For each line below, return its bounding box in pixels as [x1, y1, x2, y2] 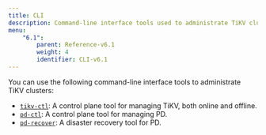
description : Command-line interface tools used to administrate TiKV [8, 19, 246, 27]
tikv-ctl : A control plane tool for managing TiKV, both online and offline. [19, 100, 257, 111]
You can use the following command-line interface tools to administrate [8, 77, 241, 87]
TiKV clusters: [8, 85, 54, 95]
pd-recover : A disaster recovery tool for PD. [19, 118, 162, 127]
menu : [8, 26, 26, 34]
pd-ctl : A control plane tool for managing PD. [19, 109, 168, 118]
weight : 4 [36, 48, 69, 56]
